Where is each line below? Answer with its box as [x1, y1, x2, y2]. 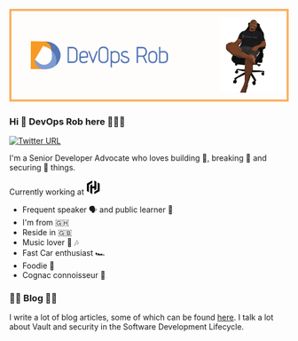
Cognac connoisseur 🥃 [21, 269, 106, 280]
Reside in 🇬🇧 [21, 226, 73, 237]
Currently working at [9, 186, 84, 197]
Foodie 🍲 [21, 260, 55, 271]
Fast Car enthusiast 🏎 [21, 247, 106, 258]
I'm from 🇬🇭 [21, 217, 69, 227]
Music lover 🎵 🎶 [21, 236, 80, 248]
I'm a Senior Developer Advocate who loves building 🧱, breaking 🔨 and [9, 152, 268, 163]
